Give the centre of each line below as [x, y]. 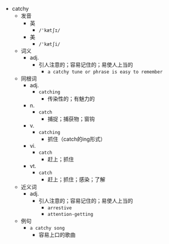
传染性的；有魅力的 [71, 99]
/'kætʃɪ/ [50, 30]
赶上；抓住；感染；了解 [76, 179]
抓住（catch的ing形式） [76, 139]
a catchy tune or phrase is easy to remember [105, 72]
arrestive [60, 208]
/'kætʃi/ [50, 44]
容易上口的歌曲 [57, 235]
